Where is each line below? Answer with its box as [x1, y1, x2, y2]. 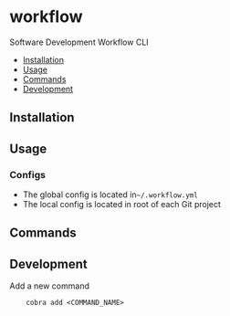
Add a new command [9, 280, 89, 291]
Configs [9, 168, 46, 181]
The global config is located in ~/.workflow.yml [22, 189, 198, 200]
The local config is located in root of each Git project [22, 199, 222, 210]
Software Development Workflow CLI [9, 37, 149, 47]
